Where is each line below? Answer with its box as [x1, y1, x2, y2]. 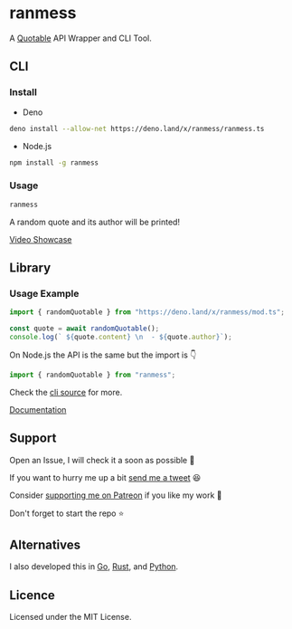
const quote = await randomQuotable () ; [9, 324, 160, 333]
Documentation [9, 404, 67, 415]
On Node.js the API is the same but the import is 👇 [9, 349, 197, 360]
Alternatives [9, 537, 81, 552]
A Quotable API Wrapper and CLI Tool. [9, 33, 152, 43]
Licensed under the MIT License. [9, 612, 132, 623]
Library [9, 260, 52, 275]
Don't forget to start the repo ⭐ [9, 508, 125, 519]
